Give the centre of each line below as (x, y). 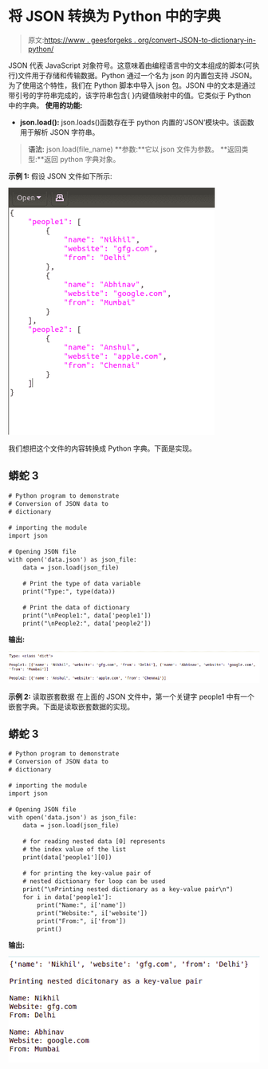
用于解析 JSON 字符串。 (59, 132)
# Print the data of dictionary (76, 607)
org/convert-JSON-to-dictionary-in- (197, 40)
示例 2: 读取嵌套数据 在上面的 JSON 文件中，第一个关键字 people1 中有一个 (132, 696)
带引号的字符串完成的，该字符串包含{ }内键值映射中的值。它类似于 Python (130, 95)
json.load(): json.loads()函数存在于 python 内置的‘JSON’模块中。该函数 (137, 122)
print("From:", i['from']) (82, 921)
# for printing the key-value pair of (87, 874)
